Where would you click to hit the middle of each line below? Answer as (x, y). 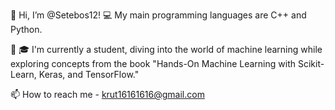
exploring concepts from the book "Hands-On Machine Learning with (153, 63)
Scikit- (311, 63)
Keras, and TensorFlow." (89, 74)
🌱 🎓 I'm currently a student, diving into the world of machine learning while (166, 49)
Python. (26, 29)
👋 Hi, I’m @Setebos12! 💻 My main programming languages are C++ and (158, 15)
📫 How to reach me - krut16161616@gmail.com (107, 94)
